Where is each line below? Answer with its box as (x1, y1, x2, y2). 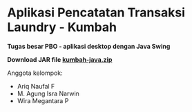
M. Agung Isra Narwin (17, 89, 79, 98)
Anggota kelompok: (7, 69, 64, 77)
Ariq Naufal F (17, 82, 55, 90)
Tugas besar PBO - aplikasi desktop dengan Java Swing (7, 42, 171, 50)
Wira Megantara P (17, 96, 69, 104)
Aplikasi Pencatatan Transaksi (7, 5, 185, 21)
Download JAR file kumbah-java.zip (7, 55, 113, 63)
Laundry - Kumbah (7, 19, 117, 35)
